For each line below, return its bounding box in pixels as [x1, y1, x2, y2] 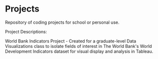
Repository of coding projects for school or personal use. [5, 19, 120, 25]
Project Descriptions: [5, 29, 47, 34]
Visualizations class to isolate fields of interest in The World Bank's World [5, 43, 152, 49]
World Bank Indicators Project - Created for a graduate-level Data [5, 38, 137, 44]
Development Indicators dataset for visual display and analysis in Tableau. [5, 48, 154, 54]
